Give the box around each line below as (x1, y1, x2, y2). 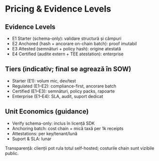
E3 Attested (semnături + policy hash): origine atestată (12, 46, 121, 51)
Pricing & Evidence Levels (5, 3, 111, 15)
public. (5, 150, 19, 156)
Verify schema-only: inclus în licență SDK (12, 120, 95, 126)
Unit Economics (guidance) (5, 108, 89, 116)
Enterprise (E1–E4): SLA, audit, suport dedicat (12, 93, 103, 99)
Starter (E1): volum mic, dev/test (12, 78, 76, 83)
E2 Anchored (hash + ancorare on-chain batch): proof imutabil (12, 41, 137, 47)
